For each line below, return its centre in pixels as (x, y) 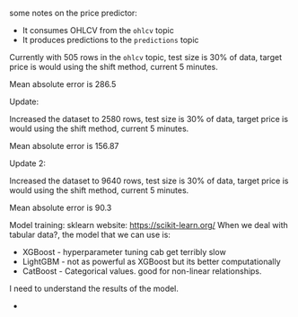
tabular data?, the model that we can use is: (90, 234)
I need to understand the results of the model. (94, 288)
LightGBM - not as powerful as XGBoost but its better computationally (151, 261)
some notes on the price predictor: (73, 13)
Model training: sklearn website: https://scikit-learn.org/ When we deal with (149, 225)
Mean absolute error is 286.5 (63, 84)
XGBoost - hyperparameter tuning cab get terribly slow (124, 252)
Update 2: (28, 163)
